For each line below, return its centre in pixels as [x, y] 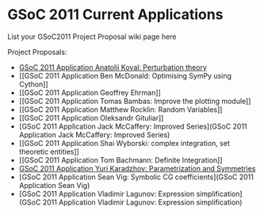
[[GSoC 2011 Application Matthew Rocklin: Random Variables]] [121, 109]
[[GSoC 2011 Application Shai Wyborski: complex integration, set [124, 143]
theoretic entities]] [49, 152]
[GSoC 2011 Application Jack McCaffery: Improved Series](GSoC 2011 [133, 126]
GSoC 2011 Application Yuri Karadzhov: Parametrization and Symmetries [137, 168]
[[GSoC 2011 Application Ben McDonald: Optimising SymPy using [125, 75]
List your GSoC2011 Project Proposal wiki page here [92, 36]
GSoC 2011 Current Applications [115, 15]
